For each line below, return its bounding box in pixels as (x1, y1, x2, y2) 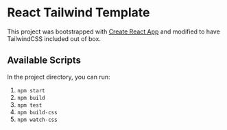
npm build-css (16, 109, 58, 116)
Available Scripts (7, 55, 81, 66)
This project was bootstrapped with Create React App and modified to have (7, 27, 221, 36)
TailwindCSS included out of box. (7, 34, 101, 42)
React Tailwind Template (7, 5, 150, 21)
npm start (16, 87, 46, 94)
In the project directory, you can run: (7, 73, 110, 81)
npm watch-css (16, 116, 58, 123)
